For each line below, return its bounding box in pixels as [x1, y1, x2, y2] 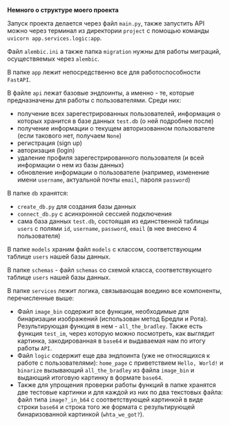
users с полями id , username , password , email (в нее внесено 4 [17, 225, 198, 232]
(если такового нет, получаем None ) [17, 131, 122, 140]
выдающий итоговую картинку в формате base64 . [17, 373, 164, 381]
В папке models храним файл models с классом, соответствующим [7, 245, 202, 253]
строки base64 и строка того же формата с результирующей [17, 403, 195, 410]
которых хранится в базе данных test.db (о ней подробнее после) [17, 117, 214, 125]
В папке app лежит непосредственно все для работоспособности [7, 68, 201, 76]
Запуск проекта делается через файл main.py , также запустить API [7, 19, 205, 27]
